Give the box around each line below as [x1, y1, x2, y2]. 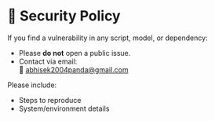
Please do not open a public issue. [18, 48, 131, 57]
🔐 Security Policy [7, 7, 121, 25]
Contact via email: [18, 57, 78, 66]
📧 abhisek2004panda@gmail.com [18, 64, 129, 74]
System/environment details [18, 104, 110, 113]
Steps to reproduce [18, 95, 82, 104]
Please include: [7, 80, 57, 90]
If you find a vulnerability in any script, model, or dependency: [7, 33, 209, 42]
